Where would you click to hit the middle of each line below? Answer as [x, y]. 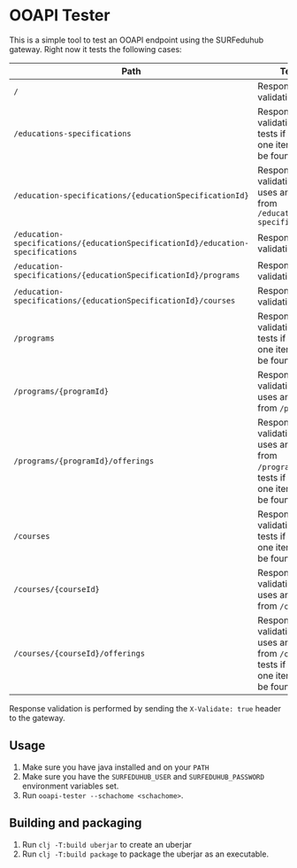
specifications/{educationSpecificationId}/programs [127, 275]
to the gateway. [37, 718]
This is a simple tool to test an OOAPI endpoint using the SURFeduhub [137, 40]
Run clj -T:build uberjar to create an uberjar [107, 844]
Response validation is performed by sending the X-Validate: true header [145, 708]
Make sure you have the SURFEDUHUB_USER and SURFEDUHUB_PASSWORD [143, 776]
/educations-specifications [72, 133]
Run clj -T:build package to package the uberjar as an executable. [145, 854]
